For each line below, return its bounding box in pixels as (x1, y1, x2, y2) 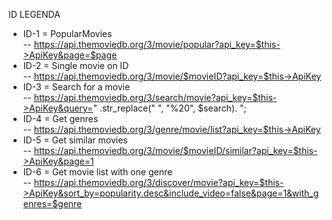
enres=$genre (22, 198, 83, 209)
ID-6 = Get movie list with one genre (22, 166, 173, 178)
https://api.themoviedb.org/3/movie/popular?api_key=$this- (33, 39, 281, 50)
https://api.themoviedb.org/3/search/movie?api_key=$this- (33, 92, 278, 103)
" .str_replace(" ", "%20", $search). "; (92, 102, 247, 114)
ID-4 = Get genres (22, 113, 99, 124)
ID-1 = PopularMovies (22, 28, 113, 39)
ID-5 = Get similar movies (22, 134, 128, 146)
